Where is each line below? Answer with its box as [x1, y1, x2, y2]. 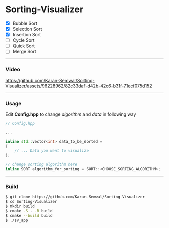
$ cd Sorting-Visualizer [5, 199, 57, 204]
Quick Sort [12, 43, 35, 49]
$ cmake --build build [5, 213, 53, 218]
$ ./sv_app [5, 218, 28, 223]
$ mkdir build [5, 204, 35, 209]
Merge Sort [12, 49, 36, 55]
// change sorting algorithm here [5, 162, 78, 167]
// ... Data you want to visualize [14, 148, 89, 153]
